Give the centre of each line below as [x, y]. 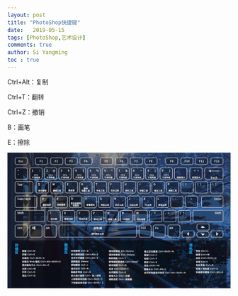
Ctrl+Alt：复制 [28, 82]
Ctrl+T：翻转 [26, 97]
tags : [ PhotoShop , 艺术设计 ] [47, 38]
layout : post [27, 15]
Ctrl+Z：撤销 [26, 112]
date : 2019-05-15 [36, 30]
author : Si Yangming [38, 53]
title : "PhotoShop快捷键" [44, 22]
